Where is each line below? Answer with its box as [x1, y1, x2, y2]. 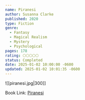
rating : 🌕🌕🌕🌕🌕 [5, 53, 39, 58]
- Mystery [9, 39, 29, 44]
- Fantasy [9, 30, 29, 35]
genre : [5, 26, 19, 31]
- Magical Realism [9, 35, 48, 40]
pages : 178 [5, 48, 28, 53]
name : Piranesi [5, 7, 36, 12]
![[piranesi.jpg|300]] [5, 80, 46, 86]
